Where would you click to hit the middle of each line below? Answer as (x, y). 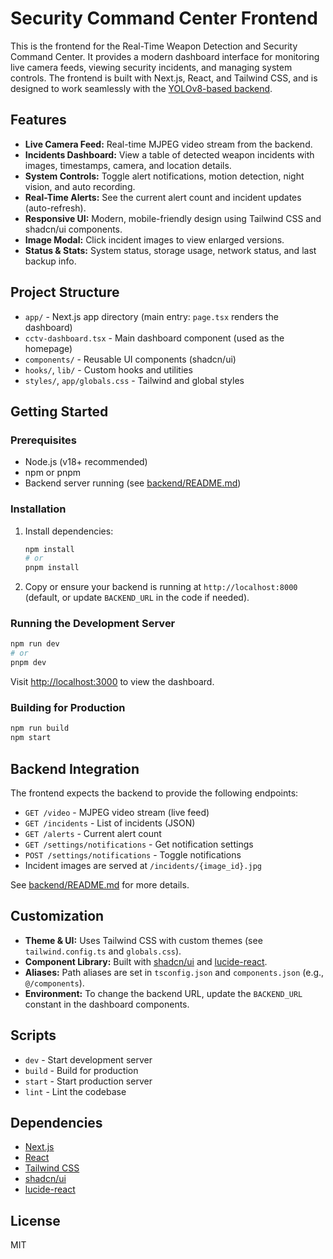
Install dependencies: (69, 531)
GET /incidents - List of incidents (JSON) (110, 823)
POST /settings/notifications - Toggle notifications (133, 854)
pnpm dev (28, 663)
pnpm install (52, 568)
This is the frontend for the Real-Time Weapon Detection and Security (154, 46)
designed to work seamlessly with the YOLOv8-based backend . (141, 88)
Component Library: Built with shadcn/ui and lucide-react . (146, 961)
